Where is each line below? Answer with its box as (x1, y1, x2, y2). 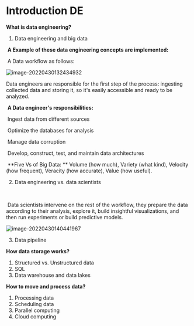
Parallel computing (14, 307, 60, 314)
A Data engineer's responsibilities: (7, 104, 93, 111)
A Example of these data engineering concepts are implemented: (7, 46, 169, 53)
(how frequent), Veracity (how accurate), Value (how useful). (6, 167, 153, 174)
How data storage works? (6, 247, 70, 254)
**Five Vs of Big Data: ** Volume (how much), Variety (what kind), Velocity (7, 161, 189, 168)
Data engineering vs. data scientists (14, 178, 101, 185)
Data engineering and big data (14, 35, 88, 42)
